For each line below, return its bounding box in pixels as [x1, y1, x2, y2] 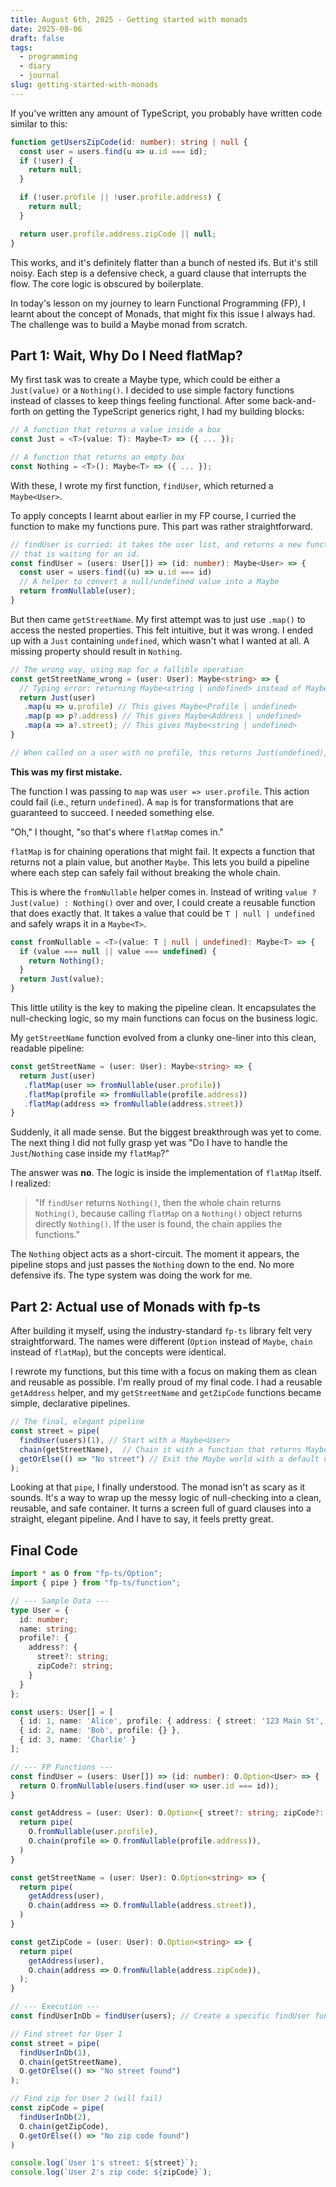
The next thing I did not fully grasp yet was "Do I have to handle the [10, 1137, 288, 1149]
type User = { [10, 1605, 70, 1615]
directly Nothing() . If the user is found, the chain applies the [34, 1218, 283, 1230]
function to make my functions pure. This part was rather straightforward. [10, 520, 313, 532]
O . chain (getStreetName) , [19, 2057, 123, 2067]
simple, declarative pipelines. [10, 1397, 131, 1410]
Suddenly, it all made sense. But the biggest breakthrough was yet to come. [10, 1126, 322, 1138]
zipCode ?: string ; [36, 1661, 114, 1671]
